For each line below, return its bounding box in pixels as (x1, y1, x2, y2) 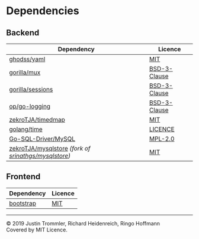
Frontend (6, 172, 41, 182)
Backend (6, 28, 40, 38)
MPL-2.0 (149, 135, 175, 143)
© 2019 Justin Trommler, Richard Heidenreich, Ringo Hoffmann (6, 220, 161, 227)
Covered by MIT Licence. (6, 226, 68, 233)
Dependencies (6, 4, 79, 18)
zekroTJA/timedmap (9, 116, 65, 123)
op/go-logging (9, 102, 51, 110)
